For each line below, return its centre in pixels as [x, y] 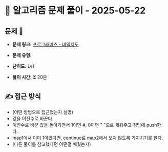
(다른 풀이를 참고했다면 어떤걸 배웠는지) [51, 144]
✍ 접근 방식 [23, 96]
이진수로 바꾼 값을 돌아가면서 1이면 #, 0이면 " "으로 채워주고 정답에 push [85, 125]
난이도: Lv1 [23, 66]
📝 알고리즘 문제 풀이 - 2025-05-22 [75, 11]
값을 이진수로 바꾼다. [33, 118]
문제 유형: [22, 55]
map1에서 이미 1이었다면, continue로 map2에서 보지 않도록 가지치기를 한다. [88, 138]
